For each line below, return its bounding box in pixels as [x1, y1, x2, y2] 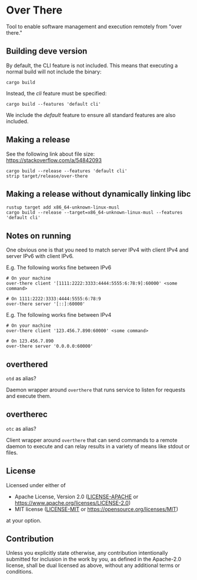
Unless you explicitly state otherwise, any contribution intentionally [6, 549, 168, 556]
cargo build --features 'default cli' [6, 101, 101, 107]
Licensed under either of [6, 481, 66, 488]
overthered [6, 359, 48, 369]
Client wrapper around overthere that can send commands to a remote [6, 436, 178, 444]
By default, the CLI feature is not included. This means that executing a [6, 62, 178, 69]
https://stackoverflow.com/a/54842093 [6, 156, 102, 163]
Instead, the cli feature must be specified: [6, 89, 107, 97]
